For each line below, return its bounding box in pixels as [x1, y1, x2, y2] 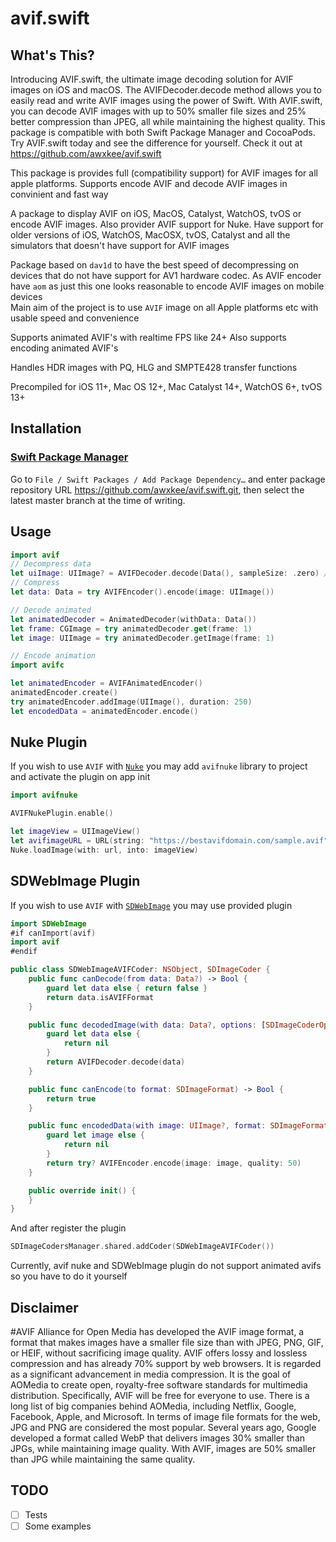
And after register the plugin [10, 1222, 127, 1234]
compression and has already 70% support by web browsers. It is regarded [10, 1357, 322, 1369]
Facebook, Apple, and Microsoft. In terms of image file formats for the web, [10, 1410, 321, 1422]
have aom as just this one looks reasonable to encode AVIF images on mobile [10, 280, 325, 292]
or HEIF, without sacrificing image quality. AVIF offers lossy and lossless [10, 1347, 308, 1359]
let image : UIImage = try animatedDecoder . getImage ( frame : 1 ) [10, 633, 275, 643]
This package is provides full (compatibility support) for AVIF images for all [10, 167, 318, 179]
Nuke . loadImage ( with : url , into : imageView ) [10, 845, 199, 855]
